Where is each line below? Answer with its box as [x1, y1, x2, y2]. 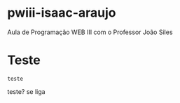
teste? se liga [7, 87, 46, 95]
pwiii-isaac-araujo [7, 5, 117, 21]
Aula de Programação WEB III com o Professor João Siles [7, 28, 173, 36]
